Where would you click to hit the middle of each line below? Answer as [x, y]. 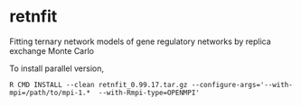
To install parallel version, [57, 68]
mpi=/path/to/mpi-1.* [50, 93]
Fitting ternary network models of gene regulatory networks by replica [140, 41]
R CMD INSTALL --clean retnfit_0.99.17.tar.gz [99, 84]
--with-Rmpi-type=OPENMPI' [149, 93]
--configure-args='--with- [242, 84]
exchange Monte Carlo [52, 50]
